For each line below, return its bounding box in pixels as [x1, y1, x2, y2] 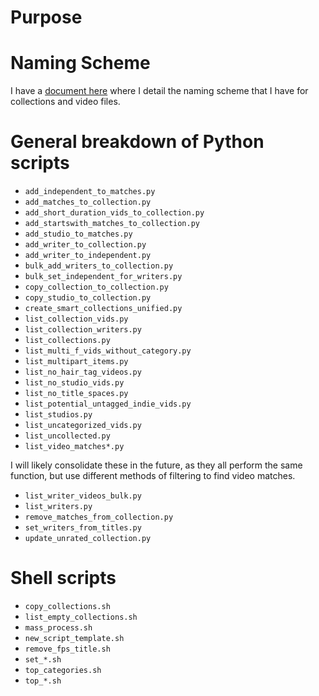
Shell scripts [10, 567, 117, 590]
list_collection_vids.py [24, 314, 129, 325]
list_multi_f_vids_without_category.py [24, 346, 192, 356]
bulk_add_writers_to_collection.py [24, 261, 174, 271]
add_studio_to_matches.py [24, 229, 133, 240]
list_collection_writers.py [24, 325, 142, 335]
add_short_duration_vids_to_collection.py [24, 208, 205, 218]
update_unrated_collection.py [24, 534, 152, 544]
